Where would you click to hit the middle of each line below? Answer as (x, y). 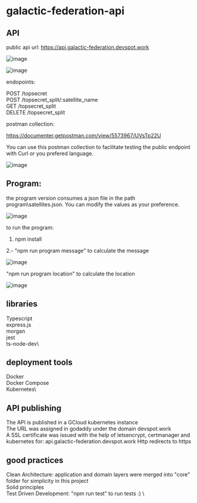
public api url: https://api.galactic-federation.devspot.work (78, 47)
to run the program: (30, 227)
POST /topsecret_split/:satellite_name (52, 100)
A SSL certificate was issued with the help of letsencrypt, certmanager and (98, 435)
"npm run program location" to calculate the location (71, 274)
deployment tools (39, 363)
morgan (16, 331)
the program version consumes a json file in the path (71, 198)
